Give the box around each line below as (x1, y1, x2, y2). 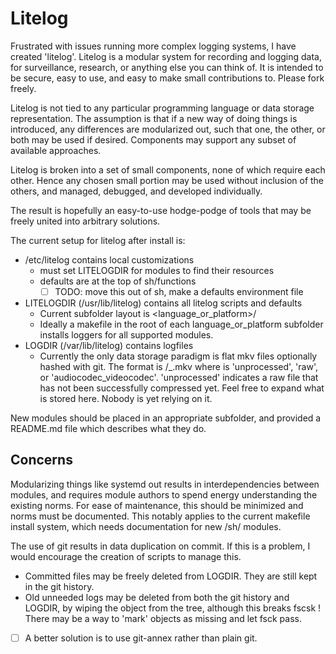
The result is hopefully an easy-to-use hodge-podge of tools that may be (10, 204, 312, 216)
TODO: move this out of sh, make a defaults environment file (54, 285, 304, 297)
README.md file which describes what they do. (10, 423, 207, 434)
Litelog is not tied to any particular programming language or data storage (10, 102, 315, 114)
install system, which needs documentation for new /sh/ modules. (10, 520, 282, 532)
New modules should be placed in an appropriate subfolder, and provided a (10, 412, 322, 424)
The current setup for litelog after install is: (10, 234, 186, 246)
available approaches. (10, 144, 102, 156)
